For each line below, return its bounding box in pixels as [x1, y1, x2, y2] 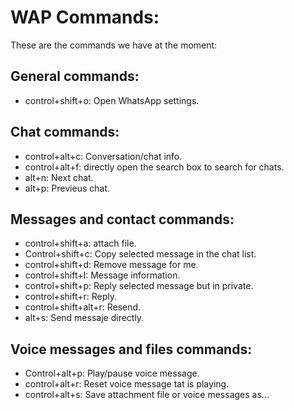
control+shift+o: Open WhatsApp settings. [24, 94, 200, 106]
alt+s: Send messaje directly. [24, 312, 145, 324]
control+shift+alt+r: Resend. [24, 301, 142, 313]
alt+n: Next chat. [24, 171, 94, 183]
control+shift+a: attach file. [24, 237, 137, 250]
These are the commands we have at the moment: [10, 39, 218, 51]
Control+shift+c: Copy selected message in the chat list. [24, 248, 257, 260]
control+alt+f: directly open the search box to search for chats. [24, 161, 285, 173]
